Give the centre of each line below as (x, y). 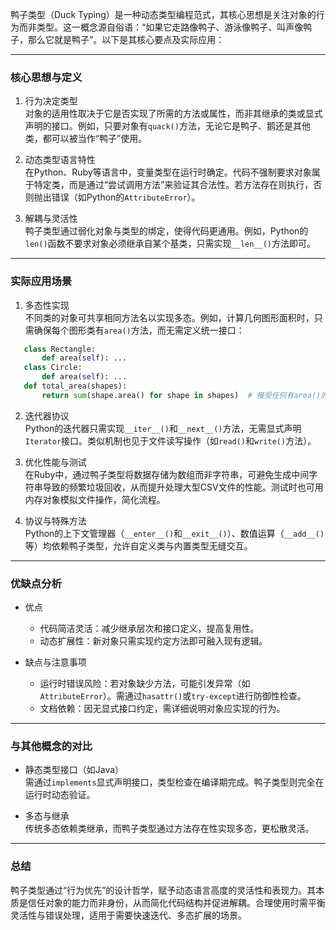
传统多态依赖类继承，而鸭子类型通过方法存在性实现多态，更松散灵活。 (169, 829)
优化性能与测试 (55, 462)
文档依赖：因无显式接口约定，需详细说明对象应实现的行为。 (162, 709)
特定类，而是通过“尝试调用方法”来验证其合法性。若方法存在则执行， (173, 185)
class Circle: (53, 368)
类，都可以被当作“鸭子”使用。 (86, 139)
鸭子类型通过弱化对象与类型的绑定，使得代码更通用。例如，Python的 (166, 231)
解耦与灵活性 (51, 219)
